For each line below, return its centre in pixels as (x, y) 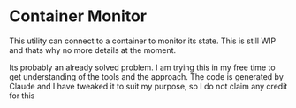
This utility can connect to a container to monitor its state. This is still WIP (143, 41)
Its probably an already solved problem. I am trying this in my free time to (142, 67)
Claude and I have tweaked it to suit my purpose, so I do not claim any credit (148, 86)
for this (22, 96)
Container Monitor (78, 16)
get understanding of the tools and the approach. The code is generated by (147, 76)
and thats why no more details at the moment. (93, 50)
